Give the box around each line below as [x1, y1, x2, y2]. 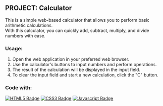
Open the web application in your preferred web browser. [12, 56, 130, 62]
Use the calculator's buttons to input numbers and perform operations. [12, 62, 157, 68]
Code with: [5, 84, 32, 91]
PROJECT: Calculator [5, 4, 72, 12]
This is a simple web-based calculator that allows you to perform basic [5, 17, 150, 23]
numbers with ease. [5, 33, 46, 38]
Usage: [5, 45, 23, 52]
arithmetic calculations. [5, 22, 53, 28]
